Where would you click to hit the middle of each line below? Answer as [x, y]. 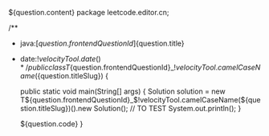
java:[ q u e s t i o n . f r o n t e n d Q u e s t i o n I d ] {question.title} [102, 43]
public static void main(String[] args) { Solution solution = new [123, 91]
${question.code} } [51, 124]
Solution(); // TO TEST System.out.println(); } [167, 108]
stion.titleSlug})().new [56, 108]
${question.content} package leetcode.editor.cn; [89, 12]
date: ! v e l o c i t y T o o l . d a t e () [61, 59]
